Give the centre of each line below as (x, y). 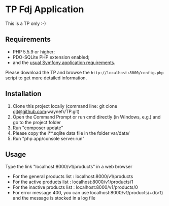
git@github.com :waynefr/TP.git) (46, 111)
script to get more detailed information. (46, 78)
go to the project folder (37, 122)
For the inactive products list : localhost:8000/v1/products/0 (75, 187)
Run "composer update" (38, 128)
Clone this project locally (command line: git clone (65, 106)
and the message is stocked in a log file (54, 198)
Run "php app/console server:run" (48, 138)
